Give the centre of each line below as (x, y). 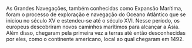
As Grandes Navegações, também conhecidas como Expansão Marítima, (95, 8)
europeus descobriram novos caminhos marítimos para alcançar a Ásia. (93, 27)
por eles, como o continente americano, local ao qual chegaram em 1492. (95, 39)
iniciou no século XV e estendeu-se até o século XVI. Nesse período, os (93, 21)
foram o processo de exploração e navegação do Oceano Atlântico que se (96, 14)
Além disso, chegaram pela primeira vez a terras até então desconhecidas (96, 33)
